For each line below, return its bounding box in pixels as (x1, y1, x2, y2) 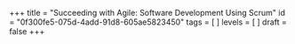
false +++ (9, 26, 45, 36)
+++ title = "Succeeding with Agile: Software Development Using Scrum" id (9, 8, 286, 18)
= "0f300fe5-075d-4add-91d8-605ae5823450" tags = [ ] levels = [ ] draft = (9, 17, 287, 27)
